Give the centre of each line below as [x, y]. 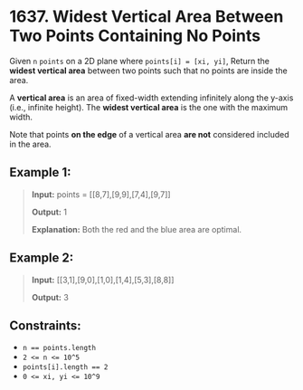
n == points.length [59, 348]
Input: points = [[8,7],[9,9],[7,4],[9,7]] [101, 194]
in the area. [30, 144]
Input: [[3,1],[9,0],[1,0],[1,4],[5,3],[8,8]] [103, 280]
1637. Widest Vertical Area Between [147, 17]
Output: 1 [49, 212]
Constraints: [45, 325]
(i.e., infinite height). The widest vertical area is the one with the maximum [149, 107]
